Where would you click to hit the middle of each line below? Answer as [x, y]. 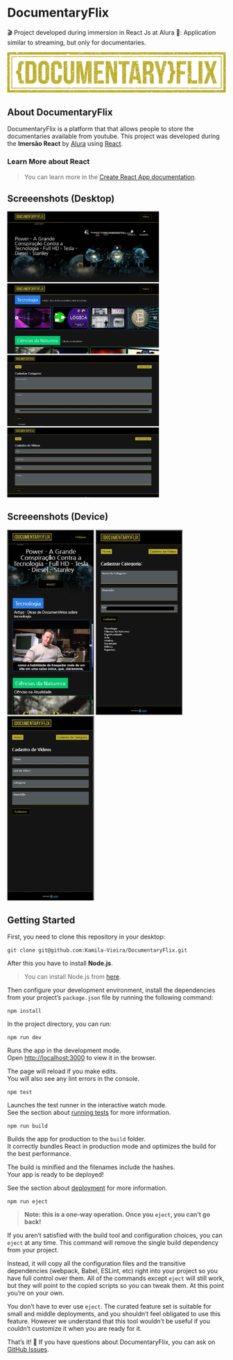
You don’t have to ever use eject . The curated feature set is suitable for [109, 1306]
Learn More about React [49, 162]
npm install [24, 1011]
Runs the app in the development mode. [64, 1050]
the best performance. [39, 1153]
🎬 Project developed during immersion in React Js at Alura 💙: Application [112, 32]
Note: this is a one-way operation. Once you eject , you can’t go [117, 1214]
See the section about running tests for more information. [89, 1112]
